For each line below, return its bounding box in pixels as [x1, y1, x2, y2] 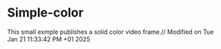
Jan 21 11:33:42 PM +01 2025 [7, 35, 90, 43]
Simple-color [7, 5, 84, 21]
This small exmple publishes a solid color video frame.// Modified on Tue [7, 28, 214, 36]
